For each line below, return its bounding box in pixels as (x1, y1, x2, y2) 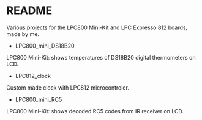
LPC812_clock (15, 72, 51, 79)
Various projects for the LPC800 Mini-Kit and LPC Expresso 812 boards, (6, 24, 188, 31)
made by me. (6, 30, 40, 37)
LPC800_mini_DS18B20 (15, 42, 75, 49)
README (6, 4, 53, 18)
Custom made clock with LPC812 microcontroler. (6, 83, 130, 91)
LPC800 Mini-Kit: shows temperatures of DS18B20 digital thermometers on (6, 54, 196, 61)
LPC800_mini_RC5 (15, 96, 62, 103)
